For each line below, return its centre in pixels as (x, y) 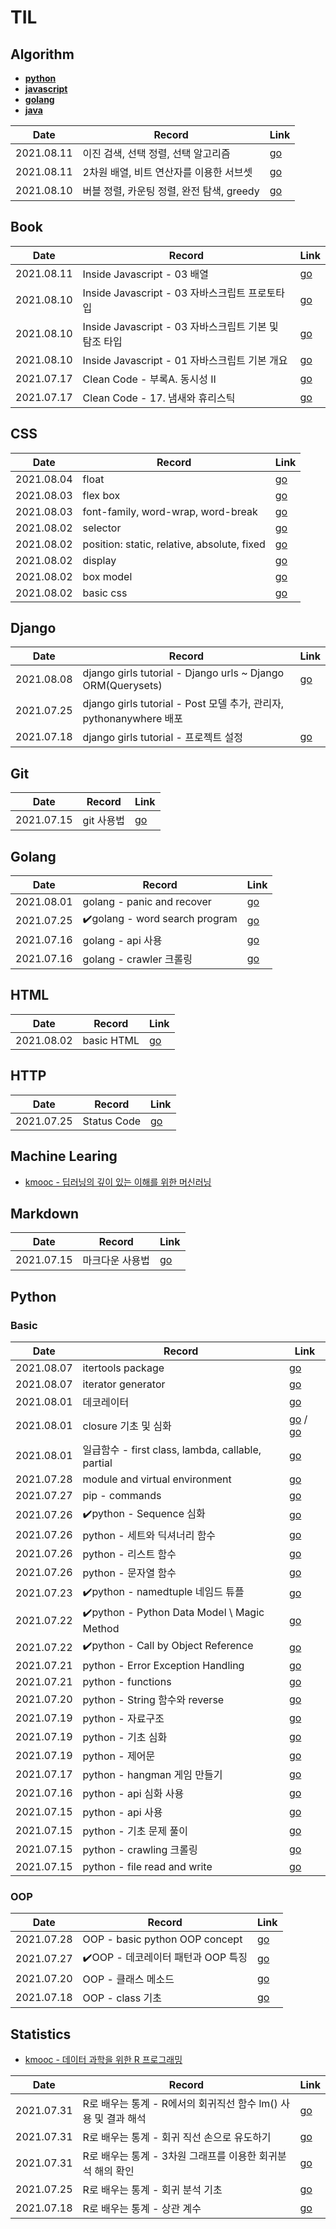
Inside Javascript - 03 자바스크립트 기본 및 (180, 326)
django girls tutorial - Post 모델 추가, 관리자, (183, 704)
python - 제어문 (119, 1756)
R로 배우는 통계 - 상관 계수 (142, 2209)
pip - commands (122, 1495)
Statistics (41, 2034)
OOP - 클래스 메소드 (128, 1979)
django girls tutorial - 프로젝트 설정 (162, 738)
